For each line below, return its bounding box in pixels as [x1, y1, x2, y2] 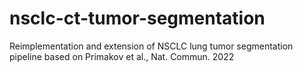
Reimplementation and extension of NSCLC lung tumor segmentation [9, 40, 294, 52]
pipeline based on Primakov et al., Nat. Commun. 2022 [9, 50, 235, 62]
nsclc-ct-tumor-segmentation [9, 7, 266, 30]
